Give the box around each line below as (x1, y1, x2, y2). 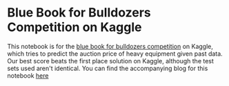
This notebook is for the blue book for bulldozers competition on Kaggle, (7, 42, 214, 50)
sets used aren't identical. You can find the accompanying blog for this (7, 64, 208, 72)
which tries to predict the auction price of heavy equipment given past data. (7, 50, 223, 58)
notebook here (7, 71, 49, 80)
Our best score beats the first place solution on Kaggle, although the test (7, 56, 214, 65)
